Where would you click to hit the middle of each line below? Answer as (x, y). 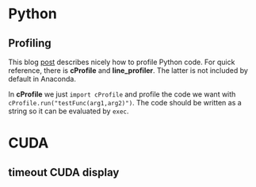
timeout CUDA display (64, 172)
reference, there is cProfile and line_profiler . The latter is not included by (128, 71)
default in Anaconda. (42, 79)
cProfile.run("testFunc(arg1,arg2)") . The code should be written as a (125, 103)
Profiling (30, 43)
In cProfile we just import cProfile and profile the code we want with (122, 94)
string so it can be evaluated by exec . (69, 111)
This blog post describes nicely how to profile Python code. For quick (122, 62)
